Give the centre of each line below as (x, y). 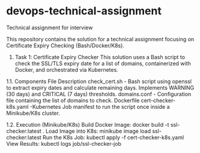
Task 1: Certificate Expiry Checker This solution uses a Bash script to (100, 57)
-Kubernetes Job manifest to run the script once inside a (100, 106)
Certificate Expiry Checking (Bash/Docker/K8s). (65, 45)
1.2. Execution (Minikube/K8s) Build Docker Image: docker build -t (88, 124)
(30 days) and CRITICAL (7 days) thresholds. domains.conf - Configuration (99, 94)
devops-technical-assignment (84, 11)
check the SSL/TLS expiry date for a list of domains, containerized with (103, 63)
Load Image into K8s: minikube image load (98, 131)
